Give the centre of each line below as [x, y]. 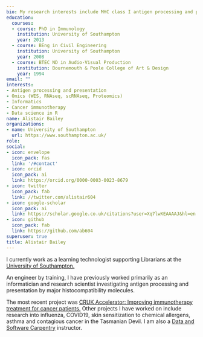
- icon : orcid [24, 169]
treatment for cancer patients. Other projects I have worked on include [94, 308]
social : [16, 146]
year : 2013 [31, 40]
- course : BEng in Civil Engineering [59, 46]
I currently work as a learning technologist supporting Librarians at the [94, 259]
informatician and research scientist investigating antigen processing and [98, 284]
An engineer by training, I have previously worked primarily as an [87, 277]
